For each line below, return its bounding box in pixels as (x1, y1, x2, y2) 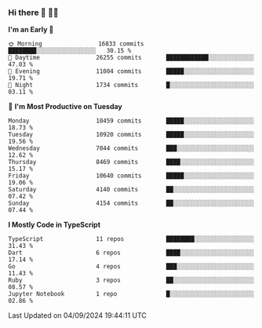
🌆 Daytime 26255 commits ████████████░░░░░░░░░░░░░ (8, 54, 255, 62)
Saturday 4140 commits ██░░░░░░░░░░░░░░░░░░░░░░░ (8, 186, 255, 194)
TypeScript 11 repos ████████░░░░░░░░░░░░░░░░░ (8, 235, 255, 243)
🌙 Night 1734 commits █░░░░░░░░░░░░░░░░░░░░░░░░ (8, 82, 255, 89)
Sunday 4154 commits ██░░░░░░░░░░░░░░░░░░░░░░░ (8, 199, 255, 207)
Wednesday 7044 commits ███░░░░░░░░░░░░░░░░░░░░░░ (8, 144, 255, 152)
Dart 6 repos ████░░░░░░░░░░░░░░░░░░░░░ (8, 249, 255, 257)
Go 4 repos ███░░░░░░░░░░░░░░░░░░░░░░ (8, 263, 255, 271)
